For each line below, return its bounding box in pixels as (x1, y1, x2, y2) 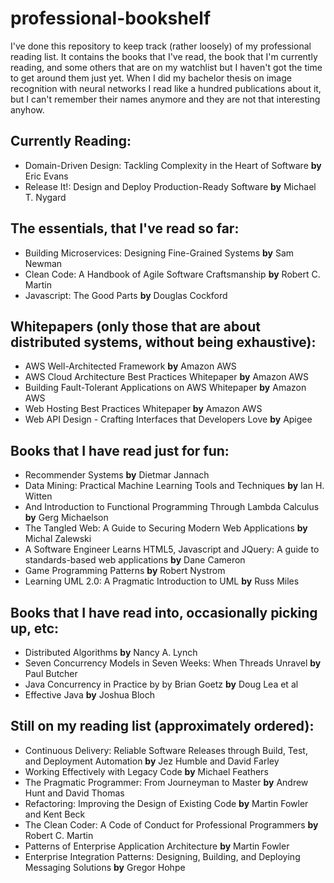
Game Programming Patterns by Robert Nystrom (24, 565, 226, 577)
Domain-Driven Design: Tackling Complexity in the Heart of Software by (24, 159, 322, 171)
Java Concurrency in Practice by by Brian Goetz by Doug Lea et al (24, 678, 299, 690)
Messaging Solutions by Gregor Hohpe (24, 861, 186, 873)
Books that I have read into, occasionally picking (10, 604, 318, 621)
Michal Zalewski (24, 533, 92, 545)
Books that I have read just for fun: (10, 442, 230, 459)
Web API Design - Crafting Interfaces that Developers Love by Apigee (24, 413, 313, 426)
